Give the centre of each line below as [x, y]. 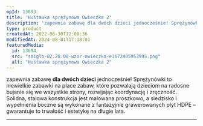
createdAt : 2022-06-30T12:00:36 [47, 34]
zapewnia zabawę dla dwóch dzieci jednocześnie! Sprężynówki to [89, 79]
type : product [24, 28]
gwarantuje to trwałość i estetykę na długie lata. [66, 111]
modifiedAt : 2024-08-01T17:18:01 [48, 40]
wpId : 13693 [21, 12]
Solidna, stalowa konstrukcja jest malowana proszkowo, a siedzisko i [92, 98]
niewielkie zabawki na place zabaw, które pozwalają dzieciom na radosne [98, 85]
